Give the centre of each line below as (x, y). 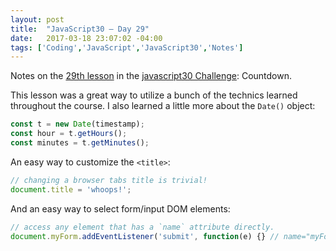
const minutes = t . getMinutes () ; (80, 143)
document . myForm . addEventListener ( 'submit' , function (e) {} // (145, 236)
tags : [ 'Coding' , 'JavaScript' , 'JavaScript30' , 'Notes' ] (127, 47)
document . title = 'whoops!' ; (71, 189)
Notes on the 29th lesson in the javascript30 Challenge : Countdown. (151, 76)
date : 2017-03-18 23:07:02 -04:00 (86, 38)
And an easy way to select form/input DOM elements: (120, 208)
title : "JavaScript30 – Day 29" (80, 29)
